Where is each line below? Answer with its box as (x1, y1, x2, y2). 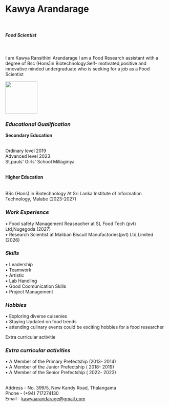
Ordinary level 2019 (5, 147, 47, 154)
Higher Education (5, 174, 44, 180)
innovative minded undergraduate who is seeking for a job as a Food (5, 65, 150, 72)
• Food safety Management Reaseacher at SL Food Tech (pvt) (5, 220, 137, 227)
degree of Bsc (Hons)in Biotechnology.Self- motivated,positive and (5, 60, 147, 66)
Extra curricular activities (5, 347, 71, 354)
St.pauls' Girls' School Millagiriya (5, 159, 75, 165)
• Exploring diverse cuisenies (5, 313, 68, 319)
